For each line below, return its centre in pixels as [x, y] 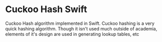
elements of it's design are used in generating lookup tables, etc [72, 34]
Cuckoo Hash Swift [46, 9]
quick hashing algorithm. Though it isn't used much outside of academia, [81, 28]
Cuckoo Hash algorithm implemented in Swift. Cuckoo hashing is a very [80, 23]
